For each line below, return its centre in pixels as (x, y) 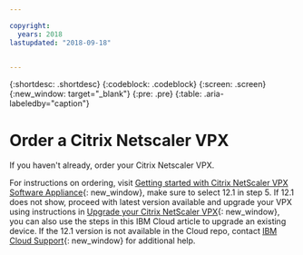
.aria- (214, 94)
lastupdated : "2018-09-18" (60, 43)
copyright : (30, 25)
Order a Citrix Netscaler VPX (119, 140)
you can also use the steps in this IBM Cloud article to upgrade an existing (148, 221)
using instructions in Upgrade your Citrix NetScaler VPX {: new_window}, (145, 212)
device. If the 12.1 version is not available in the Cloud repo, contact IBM (143, 231)
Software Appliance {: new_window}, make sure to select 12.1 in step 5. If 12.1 (152, 192)
